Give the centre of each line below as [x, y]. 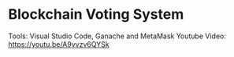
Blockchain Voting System [96, 14]
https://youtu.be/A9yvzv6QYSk [59, 44]
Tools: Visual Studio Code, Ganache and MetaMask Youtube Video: [117, 36]
